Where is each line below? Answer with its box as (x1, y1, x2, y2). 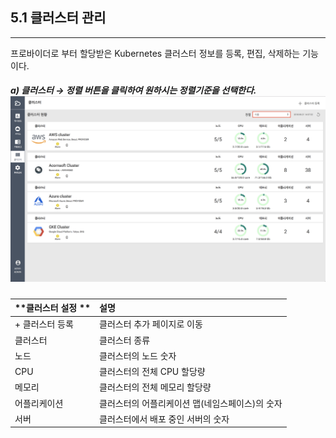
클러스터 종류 (99, 334, 151, 346)
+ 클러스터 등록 (14, 318, 74, 330)
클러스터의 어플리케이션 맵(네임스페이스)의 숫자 (99, 397, 283, 409)
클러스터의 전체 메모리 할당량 (99, 381, 212, 393)
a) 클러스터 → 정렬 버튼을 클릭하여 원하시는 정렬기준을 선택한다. (10, 84, 257, 97)
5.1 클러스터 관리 (10, 9, 107, 27)
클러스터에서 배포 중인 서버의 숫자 (99, 413, 230, 425)
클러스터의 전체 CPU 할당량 (99, 366, 206, 378)
